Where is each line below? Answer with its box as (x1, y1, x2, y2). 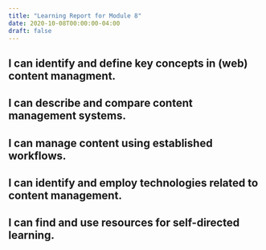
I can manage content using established (8, 136, 213, 150)
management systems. (8, 109, 126, 123)
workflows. (8, 149, 67, 162)
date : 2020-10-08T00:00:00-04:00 (8, 19, 121, 27)
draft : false (8, 27, 52, 35)
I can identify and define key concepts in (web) (8, 56, 248, 70)
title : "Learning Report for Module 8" (8, 11, 142, 20)
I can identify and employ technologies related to (8, 176, 259, 190)
